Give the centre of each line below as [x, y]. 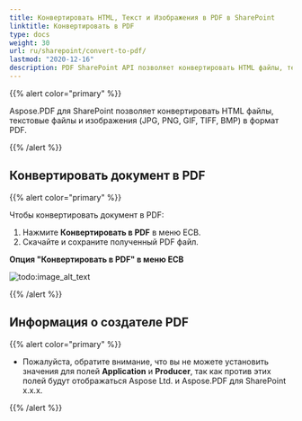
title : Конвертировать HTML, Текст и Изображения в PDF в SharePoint [142, 18]
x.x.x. [32, 390]
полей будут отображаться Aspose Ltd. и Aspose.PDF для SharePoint [154, 381]
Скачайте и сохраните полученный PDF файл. [111, 242]
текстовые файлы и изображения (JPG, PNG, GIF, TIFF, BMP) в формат [144, 120]
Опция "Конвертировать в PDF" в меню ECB [97, 259]
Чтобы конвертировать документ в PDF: [87, 215]
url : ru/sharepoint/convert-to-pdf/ [78, 51]
